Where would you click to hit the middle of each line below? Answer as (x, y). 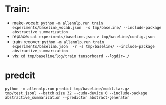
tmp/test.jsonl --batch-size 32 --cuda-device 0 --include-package (76, 93)
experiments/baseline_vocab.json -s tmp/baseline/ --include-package (87, 27)
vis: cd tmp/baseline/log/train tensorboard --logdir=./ (71, 56)
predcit (20, 76)
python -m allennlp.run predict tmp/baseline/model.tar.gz (67, 89)
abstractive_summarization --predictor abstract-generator (67, 97)
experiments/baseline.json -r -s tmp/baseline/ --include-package (83, 46)
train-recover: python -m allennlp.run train (58, 42)
